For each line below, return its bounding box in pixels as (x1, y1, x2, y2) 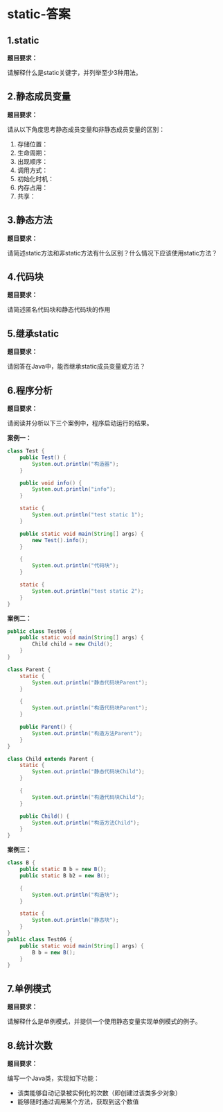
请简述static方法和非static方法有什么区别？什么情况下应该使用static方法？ (7, 248, 218, 257)
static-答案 (7, 6, 71, 22)
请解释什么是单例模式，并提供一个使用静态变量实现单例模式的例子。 (7, 1018, 202, 1026)
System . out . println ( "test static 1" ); (32, 512, 144, 519)
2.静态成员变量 (7, 91, 71, 103)
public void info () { (19, 480, 82, 487)
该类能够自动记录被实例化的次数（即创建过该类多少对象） (17, 1088, 181, 1097)
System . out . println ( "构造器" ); (32, 460, 119, 467)
